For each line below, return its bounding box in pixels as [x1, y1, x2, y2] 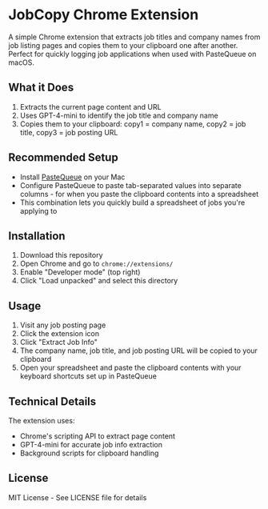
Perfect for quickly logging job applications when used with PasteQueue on [8, 49, 257, 58]
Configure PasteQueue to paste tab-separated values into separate [19, 180, 242, 190]
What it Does [8, 81, 74, 94]
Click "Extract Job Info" [19, 338, 98, 347]
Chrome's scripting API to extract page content [19, 431, 176, 441]
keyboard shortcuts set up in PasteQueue [19, 371, 158, 381]
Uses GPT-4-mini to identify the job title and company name [19, 110, 218, 120]
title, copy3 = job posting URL [19, 127, 118, 137]
